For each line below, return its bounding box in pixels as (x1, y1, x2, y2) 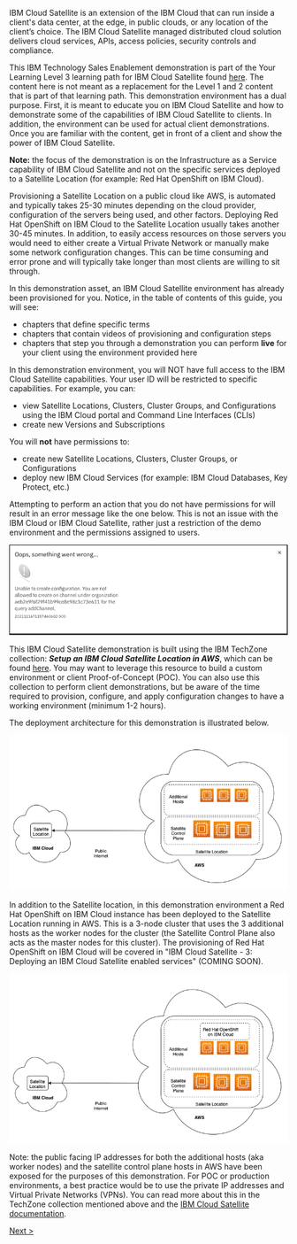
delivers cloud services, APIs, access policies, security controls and (9, 35, 256, 46)
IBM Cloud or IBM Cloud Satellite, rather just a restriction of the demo (9, 518, 262, 528)
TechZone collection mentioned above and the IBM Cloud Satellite (9, 1199, 250, 1209)
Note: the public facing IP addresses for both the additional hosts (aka (9, 1152, 264, 1163)
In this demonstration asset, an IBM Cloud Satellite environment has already (9, 283, 285, 293)
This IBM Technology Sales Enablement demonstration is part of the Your (9, 62, 276, 73)
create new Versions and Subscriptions (21, 420, 165, 429)
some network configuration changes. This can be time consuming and (9, 247, 270, 258)
